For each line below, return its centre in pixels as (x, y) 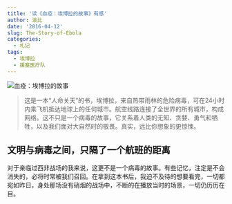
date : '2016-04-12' (35, 26)
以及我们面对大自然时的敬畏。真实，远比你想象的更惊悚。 (118, 126)
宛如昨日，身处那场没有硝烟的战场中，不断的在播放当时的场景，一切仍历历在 (116, 185)
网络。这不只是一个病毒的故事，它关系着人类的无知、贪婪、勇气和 (118, 118)
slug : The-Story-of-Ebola (44, 33)
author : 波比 (25, 20)
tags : (15, 53)
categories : (24, 39)
